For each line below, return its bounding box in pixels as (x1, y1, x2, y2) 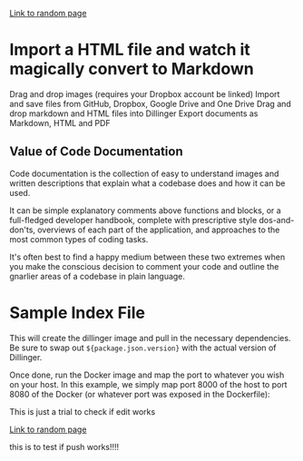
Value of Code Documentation (9, 144, 183, 160)
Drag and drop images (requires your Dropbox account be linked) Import (9, 88, 280, 99)
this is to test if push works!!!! (9, 441, 120, 452)
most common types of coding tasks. (9, 233, 149, 244)
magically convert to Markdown (9, 59, 254, 80)
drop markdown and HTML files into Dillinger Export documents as (9, 108, 259, 119)
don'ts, (9, 224, 36, 235)
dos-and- (259, 214, 295, 225)
